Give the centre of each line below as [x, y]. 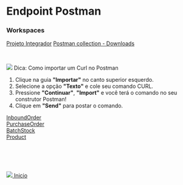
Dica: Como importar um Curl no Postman [66, 68]
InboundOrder [24, 118]
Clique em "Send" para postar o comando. [69, 106]
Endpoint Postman [54, 11]
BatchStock [21, 131]
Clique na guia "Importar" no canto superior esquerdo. [84, 80]
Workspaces [26, 31]
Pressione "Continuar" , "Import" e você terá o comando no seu [96, 93]
